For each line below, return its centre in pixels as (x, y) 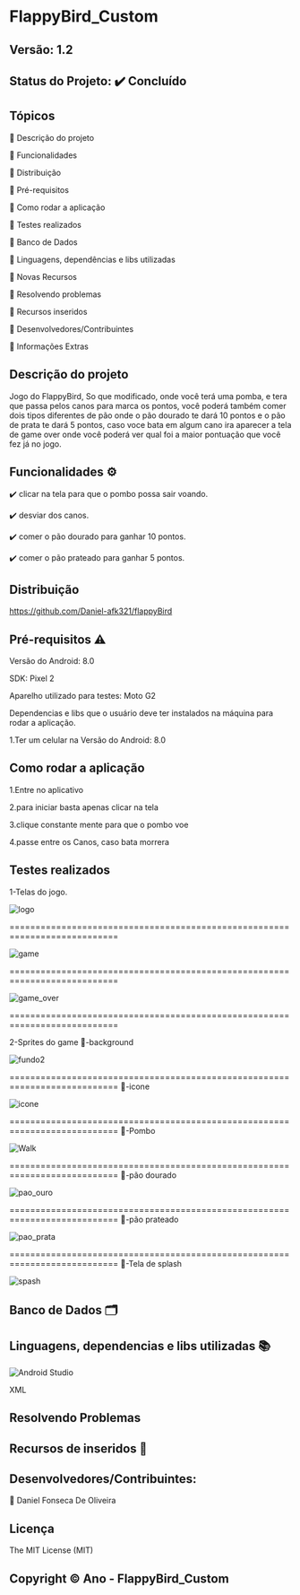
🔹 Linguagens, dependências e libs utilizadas (93, 259)
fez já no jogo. (35, 444)
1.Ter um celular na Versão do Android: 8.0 (88, 740)
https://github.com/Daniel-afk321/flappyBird (91, 611)
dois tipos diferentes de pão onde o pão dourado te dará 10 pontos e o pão (147, 415)
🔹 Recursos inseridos (48, 311)
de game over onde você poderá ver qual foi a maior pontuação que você (145, 434)
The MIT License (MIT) (51, 1550)
